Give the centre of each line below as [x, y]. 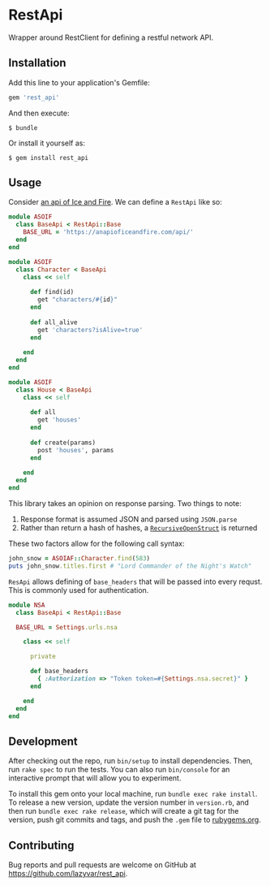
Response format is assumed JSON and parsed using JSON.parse [129, 519]
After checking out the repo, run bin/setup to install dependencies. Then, [131, 761]
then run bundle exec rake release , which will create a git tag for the [124, 811]
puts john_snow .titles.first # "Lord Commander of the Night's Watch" [130, 566]
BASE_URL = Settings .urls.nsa [66, 627]
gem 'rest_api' [34, 97]
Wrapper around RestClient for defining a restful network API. [111, 37]
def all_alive [54, 322]
